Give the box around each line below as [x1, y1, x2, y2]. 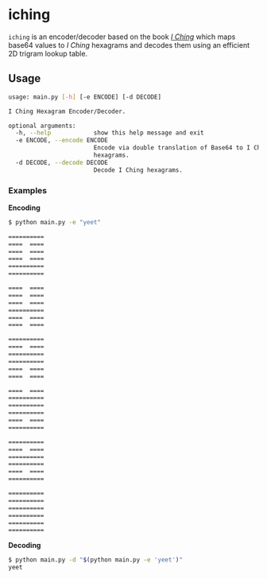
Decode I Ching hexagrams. [93, 165, 183, 174]
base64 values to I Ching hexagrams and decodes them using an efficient [8, 40, 250, 49]
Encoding [8, 203, 41, 212]
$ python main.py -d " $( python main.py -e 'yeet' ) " [8, 556, 183, 564]
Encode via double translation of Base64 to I [93, 144, 250, 152]
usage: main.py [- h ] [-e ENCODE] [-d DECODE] [8, 93, 161, 101]
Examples [8, 185, 48, 196]
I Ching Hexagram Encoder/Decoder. [8, 107, 126, 115]
